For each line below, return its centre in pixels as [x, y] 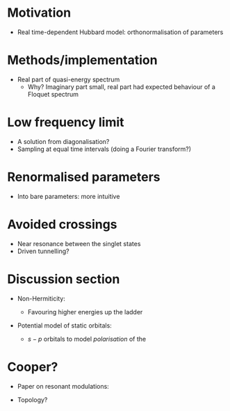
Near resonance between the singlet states [79, 243]
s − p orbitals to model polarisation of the [87, 339]
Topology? [32, 400]
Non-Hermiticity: [41, 298]
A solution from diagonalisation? [63, 141]
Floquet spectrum [53, 94]
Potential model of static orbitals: [65, 325]
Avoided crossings [62, 224]
